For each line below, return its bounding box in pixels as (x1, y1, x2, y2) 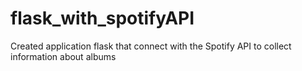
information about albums (10, 50, 117, 62)
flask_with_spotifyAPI (10, 7, 195, 30)
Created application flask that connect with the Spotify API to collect (10, 40, 292, 52)
